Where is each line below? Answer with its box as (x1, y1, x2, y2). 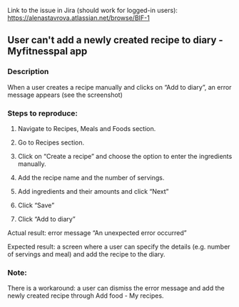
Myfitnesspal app (7, 46, 88, 58)
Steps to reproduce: (7, 108, 78, 118)
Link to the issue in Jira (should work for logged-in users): (7, 6, 178, 14)
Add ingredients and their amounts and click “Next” (17, 187, 169, 195)
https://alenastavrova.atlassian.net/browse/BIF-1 (7, 14, 150, 22)
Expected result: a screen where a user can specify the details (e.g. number (7, 242, 230, 251)
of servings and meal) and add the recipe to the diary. (7, 249, 166, 259)
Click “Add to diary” (17, 214, 76, 223)
